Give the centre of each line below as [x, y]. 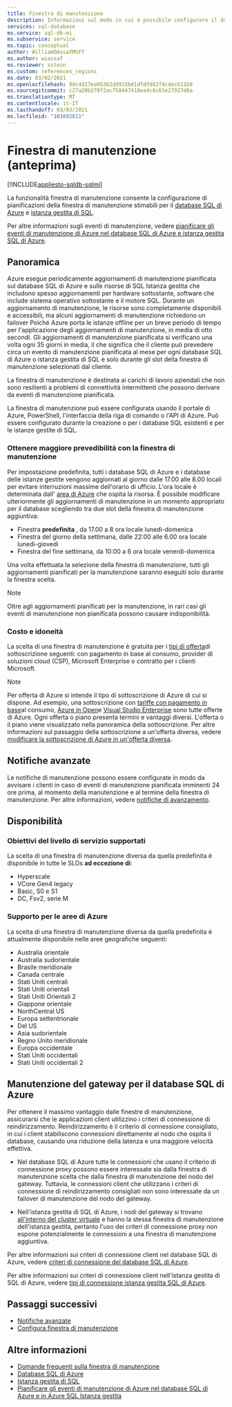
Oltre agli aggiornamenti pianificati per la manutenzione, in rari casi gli [107, 606]
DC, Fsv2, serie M [43, 899]
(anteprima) [42, 165]
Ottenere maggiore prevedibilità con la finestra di [91, 448]
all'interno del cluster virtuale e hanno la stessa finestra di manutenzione [120, 1219]
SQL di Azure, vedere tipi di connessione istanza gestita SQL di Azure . [107, 1283]
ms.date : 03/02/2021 [37, 78]
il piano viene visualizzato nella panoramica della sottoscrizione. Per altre [111, 724]
